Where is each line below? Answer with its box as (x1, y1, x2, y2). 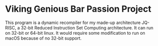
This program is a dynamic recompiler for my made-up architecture (5, 20, 141, 25)
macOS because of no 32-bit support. (5, 35, 82, 41)
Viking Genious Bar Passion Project (5, 3, 152, 15)
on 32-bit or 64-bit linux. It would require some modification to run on (5, 30, 145, 36)
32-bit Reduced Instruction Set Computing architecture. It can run (21, 24, 154, 30)
